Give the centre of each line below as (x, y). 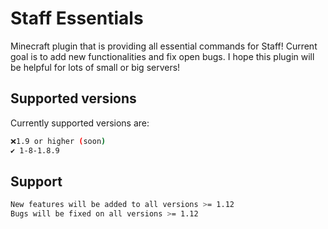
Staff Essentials (77, 18)
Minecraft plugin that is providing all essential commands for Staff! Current (164, 46)
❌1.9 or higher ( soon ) (58, 141)
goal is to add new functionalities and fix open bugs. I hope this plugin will (162, 56)
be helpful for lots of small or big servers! (95, 67)
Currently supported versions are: (80, 123)
